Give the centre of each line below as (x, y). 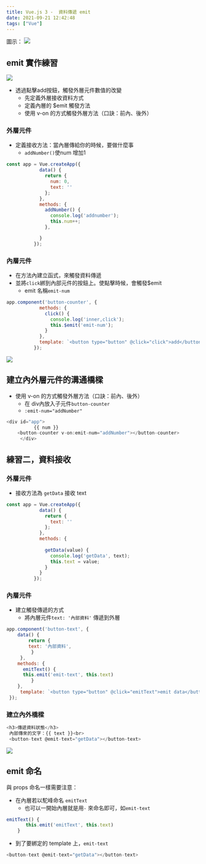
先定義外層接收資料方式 (54, 98)
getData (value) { (67, 550)
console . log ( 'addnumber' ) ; (85, 216)
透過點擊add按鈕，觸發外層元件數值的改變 (68, 90)
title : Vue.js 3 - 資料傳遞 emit (48, 12)
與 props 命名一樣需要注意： (42, 787)
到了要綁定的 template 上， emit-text (62, 843)
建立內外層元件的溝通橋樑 (55, 380)
